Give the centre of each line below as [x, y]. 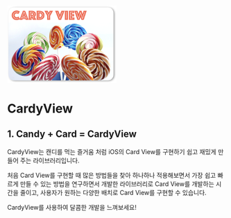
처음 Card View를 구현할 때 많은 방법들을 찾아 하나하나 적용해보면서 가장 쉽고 [112, 175]
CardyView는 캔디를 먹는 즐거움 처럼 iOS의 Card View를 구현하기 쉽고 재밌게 [112, 151]
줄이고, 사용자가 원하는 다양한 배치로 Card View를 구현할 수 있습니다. [113, 192]
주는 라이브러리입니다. [50, 160]
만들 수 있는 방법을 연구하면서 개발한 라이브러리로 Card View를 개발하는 [117, 184]
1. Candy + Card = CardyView [72, 134]
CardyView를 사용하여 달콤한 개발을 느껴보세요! [72, 207]
